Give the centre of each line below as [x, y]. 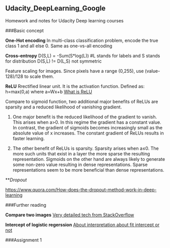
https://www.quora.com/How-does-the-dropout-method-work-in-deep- [81, 189]
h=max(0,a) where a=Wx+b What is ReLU [49, 92]
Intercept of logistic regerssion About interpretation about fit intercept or [82, 225]
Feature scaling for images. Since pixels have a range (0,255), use [75, 71]
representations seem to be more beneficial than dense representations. [88, 170]
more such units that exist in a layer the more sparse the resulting [81, 154]
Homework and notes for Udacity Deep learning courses [64, 20]
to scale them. [39, 76]
